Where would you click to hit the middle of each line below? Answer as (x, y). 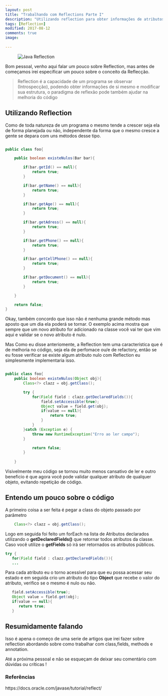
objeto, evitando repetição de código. (44, 482)
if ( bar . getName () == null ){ (52, 186)
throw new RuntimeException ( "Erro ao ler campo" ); (86, 434)
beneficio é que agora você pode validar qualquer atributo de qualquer (78, 477)
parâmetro (16, 515)
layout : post (19, 10)
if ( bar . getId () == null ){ (50, 167)
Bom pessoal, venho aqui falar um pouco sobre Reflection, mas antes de (80, 66)
